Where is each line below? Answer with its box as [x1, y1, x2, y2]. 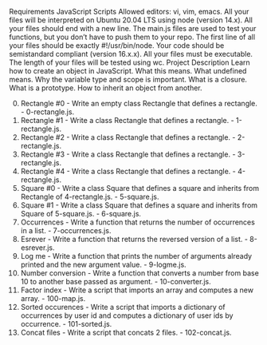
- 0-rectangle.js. [20, 107, 75, 117]
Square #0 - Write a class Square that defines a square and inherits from [20, 184, 260, 192]
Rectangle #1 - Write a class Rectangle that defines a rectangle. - [20, 116, 234, 125]
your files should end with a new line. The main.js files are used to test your [9, 24, 257, 33]
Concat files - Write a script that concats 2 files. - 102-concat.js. [20, 327, 232, 337]
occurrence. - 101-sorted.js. [20, 319, 112, 328]
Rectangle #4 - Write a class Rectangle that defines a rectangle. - [20, 167, 236, 176]
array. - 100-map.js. [20, 294, 86, 303]
